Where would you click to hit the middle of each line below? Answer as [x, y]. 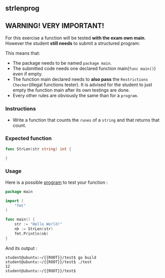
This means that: [23, 53]
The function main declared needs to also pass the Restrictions [80, 79]
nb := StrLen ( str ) [34, 229]
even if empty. [28, 74]
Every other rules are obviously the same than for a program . [75, 96]
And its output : [21, 248]
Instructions [21, 109]
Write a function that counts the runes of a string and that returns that [86, 120]
